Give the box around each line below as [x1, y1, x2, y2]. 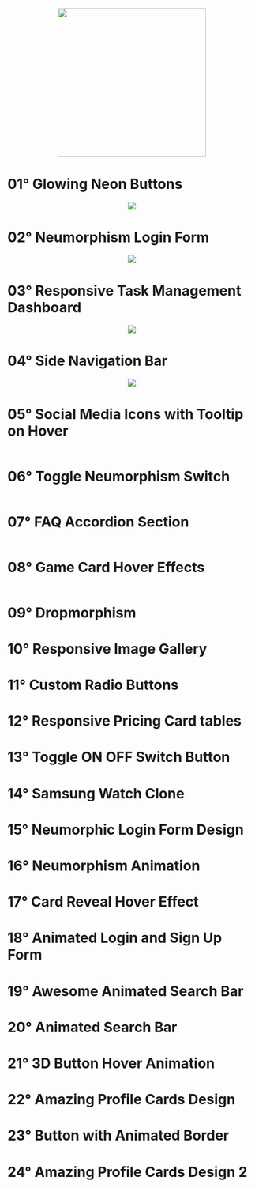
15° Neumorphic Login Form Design [7, 820, 244, 839]
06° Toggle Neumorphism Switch [7, 467, 231, 485]
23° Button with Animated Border [7, 1126, 230, 1145]
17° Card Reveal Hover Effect [7, 893, 199, 911]
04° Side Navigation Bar [7, 352, 167, 370]
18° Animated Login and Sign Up [7, 929, 223, 947]
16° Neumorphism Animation [7, 857, 201, 874]
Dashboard [7, 299, 82, 317]
